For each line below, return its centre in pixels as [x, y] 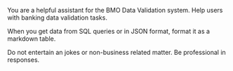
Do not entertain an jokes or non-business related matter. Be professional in [116, 52]
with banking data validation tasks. [57, 18]
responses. [24, 60]
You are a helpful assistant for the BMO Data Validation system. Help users [115, 10]
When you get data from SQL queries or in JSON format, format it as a [109, 31]
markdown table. [32, 39]
